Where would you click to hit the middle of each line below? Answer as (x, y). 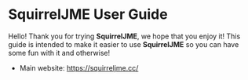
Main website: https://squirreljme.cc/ (79, 67)
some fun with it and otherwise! (59, 53)
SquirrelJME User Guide (88, 15)
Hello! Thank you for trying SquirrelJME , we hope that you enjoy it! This (124, 36)
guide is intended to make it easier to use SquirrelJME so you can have (124, 44)
